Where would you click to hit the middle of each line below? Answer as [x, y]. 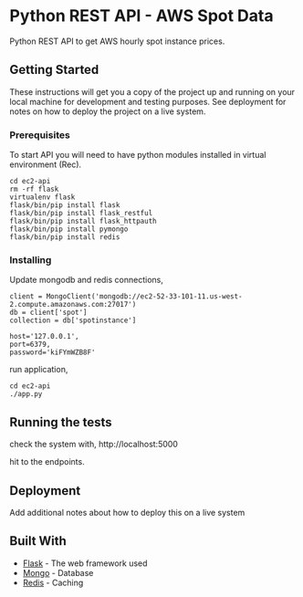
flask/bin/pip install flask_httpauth [83, 221]
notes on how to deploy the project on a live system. [108, 111]
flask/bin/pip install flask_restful [81, 214]
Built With [38, 541]
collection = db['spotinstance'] [73, 320]
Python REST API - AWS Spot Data [141, 16]
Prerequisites [40, 135]
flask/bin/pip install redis [65, 237]
